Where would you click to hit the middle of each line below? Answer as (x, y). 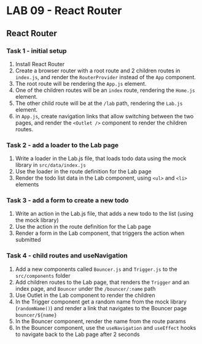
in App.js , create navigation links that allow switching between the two (104, 116)
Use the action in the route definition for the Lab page (83, 227)
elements (27, 185)
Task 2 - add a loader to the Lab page (63, 145)
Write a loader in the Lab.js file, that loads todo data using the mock (101, 159)
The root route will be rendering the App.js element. (81, 83)
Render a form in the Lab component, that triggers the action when (100, 233)
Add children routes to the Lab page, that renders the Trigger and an (102, 282)
